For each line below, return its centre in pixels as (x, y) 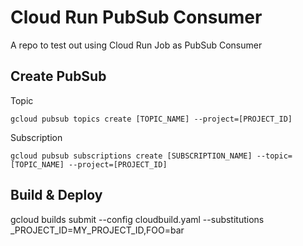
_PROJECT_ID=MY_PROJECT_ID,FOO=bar (97, 230)
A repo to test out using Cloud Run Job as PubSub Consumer (136, 45)
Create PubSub (58, 76)
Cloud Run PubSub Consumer (136, 17)
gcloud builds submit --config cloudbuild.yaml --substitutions (137, 219)
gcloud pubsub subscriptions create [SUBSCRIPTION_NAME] (131, 156)
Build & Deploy (56, 195)
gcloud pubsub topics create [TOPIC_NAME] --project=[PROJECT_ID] (151, 119)
